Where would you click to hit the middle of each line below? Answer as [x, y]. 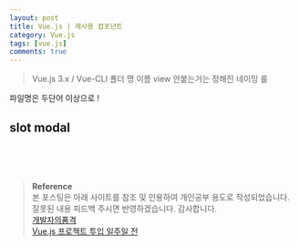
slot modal [40, 127]
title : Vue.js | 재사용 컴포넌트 [66, 26]
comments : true [38, 52]
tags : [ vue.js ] [38, 43]
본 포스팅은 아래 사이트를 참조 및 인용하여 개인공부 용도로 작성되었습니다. [160, 197]
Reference [52, 186]
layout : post [34, 18]
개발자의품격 [54, 220]
